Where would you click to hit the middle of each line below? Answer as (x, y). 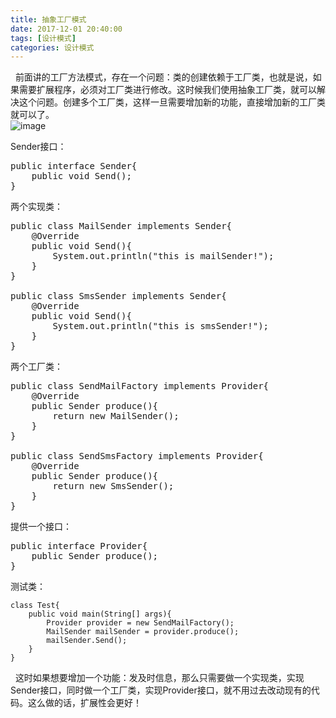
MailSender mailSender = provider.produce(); (143, 632)
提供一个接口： (41, 527)
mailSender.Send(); (87, 641)
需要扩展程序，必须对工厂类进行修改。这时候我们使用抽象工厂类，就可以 (167, 90)
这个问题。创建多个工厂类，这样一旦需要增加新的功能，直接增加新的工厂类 (172, 102)
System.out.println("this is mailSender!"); (163, 256)
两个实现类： (36, 207)
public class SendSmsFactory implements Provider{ (137, 456)
